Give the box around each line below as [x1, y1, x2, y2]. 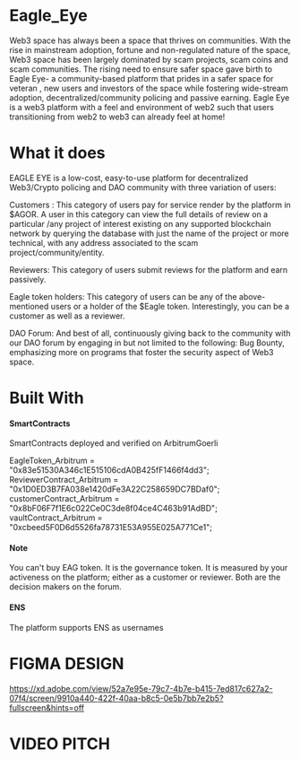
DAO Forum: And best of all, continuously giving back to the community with [9, 327, 291, 338]
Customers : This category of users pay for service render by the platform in [9, 199, 291, 210]
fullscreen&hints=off [9, 702, 85, 713]
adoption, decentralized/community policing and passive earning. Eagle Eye [9, 92, 290, 103]
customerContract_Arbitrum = [9, 493, 120, 504]
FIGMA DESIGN [9, 653, 124, 674]
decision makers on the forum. [9, 581, 123, 592]
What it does [9, 143, 106, 163]
